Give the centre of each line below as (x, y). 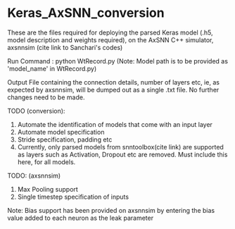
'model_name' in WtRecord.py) (52, 68)
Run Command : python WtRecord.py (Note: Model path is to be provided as (118, 61)
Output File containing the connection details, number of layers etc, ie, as (114, 82)
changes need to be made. (46, 97)
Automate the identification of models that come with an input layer (115, 124)
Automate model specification (61, 132)
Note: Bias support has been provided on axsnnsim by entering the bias (111, 210)
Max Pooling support (48, 189)
